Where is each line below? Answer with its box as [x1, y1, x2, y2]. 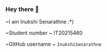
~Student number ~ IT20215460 [5, 29, 83, 36]
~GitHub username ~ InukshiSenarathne [5, 40, 102, 48]
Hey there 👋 [5, 5, 39, 13]
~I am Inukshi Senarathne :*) [5, 18, 74, 25]
